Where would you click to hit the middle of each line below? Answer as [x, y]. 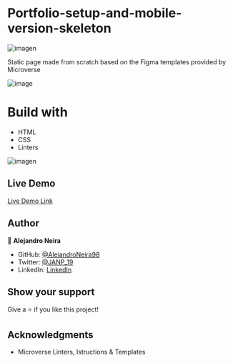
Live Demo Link [30, 201]
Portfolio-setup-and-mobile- [95, 13]
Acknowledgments [51, 335]
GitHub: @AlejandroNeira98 [59, 254]
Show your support [51, 292]
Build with [38, 113]
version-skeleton [60, 28]
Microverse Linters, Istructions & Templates [81, 352]
